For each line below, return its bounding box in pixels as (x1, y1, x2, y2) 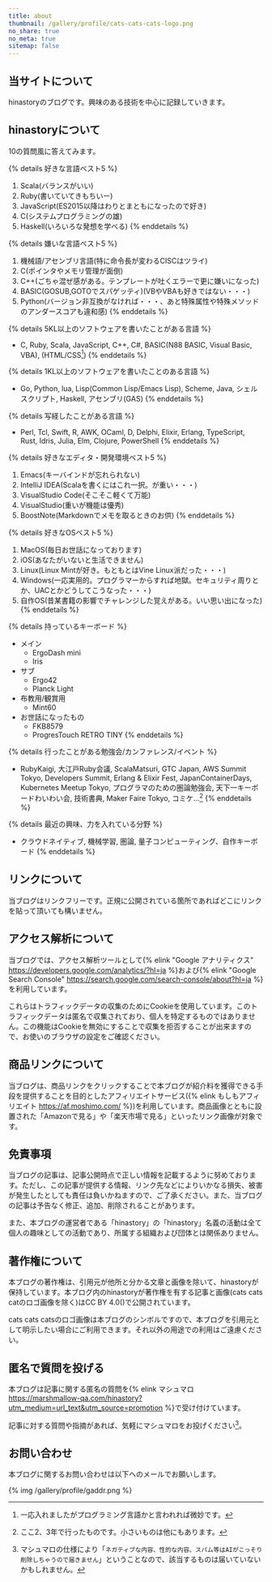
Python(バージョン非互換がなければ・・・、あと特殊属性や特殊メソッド (19, 296, 260, 306)
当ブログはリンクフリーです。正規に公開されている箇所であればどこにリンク (8, 896, 262, 905)
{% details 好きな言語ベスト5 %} (8, 163, 118, 173)
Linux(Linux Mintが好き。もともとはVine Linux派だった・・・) (19, 565, 227, 575)
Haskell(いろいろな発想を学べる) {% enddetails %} (19, 221, 189, 231)
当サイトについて (8, 74, 94, 88)
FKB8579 (32, 721, 63, 731)
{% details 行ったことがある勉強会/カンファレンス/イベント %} (8, 747, 218, 757)
